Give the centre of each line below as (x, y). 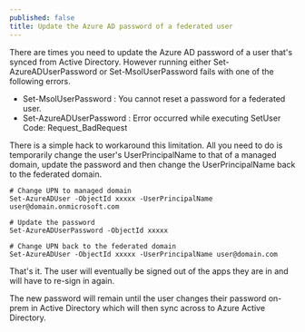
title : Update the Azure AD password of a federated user (121, 26)
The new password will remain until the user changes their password (138, 298)
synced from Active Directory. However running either (110, 62)
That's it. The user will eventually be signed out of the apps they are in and (149, 271)
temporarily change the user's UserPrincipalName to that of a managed (143, 154)
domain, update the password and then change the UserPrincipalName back (152, 164)
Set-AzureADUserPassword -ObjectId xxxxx (89, 230)
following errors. (40, 81)
